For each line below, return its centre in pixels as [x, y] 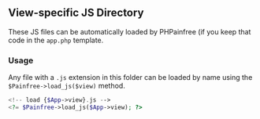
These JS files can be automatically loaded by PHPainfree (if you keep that [130, 31]
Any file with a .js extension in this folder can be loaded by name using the [130, 78]
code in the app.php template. [56, 40]
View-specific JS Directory [76, 13]
